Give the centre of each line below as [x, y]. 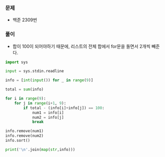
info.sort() [18, 141]
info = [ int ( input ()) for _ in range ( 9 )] [49, 80]
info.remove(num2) [24, 136]
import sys [17, 62]
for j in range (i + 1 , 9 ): [40, 103]
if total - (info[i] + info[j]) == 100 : [64, 108]
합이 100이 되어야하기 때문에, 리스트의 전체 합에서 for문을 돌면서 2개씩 [81, 46]
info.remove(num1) [24, 131]
